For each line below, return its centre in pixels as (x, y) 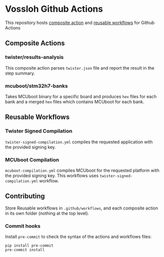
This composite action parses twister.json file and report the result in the (80, 68)
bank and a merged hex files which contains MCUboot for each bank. (75, 102)
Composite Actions (35, 43)
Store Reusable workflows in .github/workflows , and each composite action (82, 208)
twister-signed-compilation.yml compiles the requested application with (79, 142)
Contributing (25, 196)
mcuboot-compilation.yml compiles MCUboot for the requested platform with (82, 170)
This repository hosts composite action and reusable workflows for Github (80, 23)
